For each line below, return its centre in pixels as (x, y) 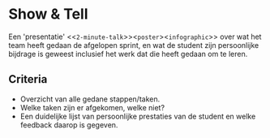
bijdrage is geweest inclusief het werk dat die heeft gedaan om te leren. (128, 54)
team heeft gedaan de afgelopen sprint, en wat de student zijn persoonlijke (134, 45)
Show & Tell (48, 14)
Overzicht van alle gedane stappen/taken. (90, 99)
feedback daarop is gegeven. (69, 125)
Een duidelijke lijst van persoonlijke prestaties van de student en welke (138, 116)
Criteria (28, 79)
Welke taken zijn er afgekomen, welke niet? (92, 107)
